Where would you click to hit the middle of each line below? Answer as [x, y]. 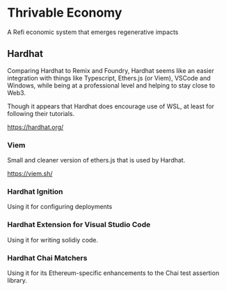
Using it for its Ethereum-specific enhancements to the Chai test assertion [113, 273]
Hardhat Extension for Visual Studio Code [79, 225]
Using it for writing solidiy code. [53, 240]
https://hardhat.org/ [35, 127]
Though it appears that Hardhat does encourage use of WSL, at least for [111, 106]
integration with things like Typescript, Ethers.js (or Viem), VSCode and [109, 78]
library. [17, 280]
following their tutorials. [41, 113]
